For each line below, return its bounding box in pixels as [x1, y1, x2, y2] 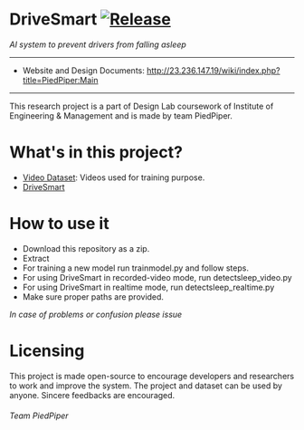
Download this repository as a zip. [22, 243, 150, 253]
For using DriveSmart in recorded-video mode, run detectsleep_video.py [22, 272, 292, 282]
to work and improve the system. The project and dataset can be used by [9, 380, 283, 391]
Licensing [9, 340, 85, 361]
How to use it [9, 214, 110, 234]
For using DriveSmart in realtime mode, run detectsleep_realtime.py [22, 282, 275, 292]
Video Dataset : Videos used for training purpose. [22, 172, 205, 183]
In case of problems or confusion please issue [9, 309, 183, 320]
